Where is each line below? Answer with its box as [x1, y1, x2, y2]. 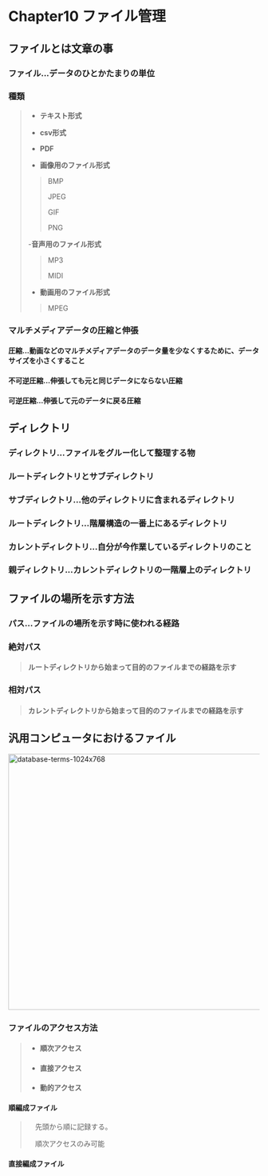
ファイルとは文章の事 [8, 42, 113, 55]
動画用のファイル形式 [39, 287, 110, 297]
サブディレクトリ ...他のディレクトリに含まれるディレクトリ [8, 494, 235, 505]
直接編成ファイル [8, 1159, 65, 1169]
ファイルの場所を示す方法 [8, 591, 134, 605]
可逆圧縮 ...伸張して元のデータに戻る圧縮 [8, 395, 141, 405]
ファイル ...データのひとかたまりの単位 [8, 67, 156, 78]
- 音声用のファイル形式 [27, 239, 102, 249]
